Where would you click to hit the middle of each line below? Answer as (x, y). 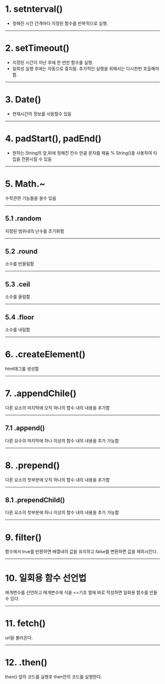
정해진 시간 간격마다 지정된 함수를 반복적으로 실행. (60, 23)
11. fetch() (25, 623)
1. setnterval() (34, 9)
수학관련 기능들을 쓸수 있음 (31, 198)
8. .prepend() (32, 465)
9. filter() (23, 537)
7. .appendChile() (41, 394)
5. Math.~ (25, 184)
